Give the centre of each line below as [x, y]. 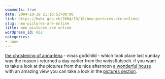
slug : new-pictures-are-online [37, 23]
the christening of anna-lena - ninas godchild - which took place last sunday [82, 55]
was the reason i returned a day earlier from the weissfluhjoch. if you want [81, 61]
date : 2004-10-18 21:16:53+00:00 [39, 14]
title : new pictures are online [38, 28]
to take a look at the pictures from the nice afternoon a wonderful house [78, 66]
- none [12, 42]
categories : [17, 37]
